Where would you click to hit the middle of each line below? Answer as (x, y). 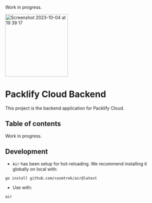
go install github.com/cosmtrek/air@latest (51, 178)
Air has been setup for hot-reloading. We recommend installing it (80, 163)
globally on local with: (35, 169)
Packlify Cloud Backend (56, 94)
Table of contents (33, 124)
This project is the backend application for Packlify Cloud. (65, 108)
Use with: (22, 187)
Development (27, 152)
